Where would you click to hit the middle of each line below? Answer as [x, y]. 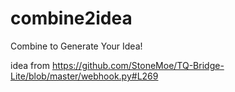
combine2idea [71, 18]
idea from [30, 65]
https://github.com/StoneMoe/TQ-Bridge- [138, 65]
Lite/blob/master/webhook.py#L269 [84, 76]
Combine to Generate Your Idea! [76, 46]
